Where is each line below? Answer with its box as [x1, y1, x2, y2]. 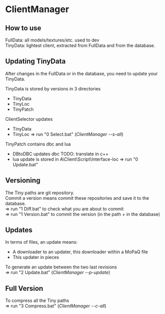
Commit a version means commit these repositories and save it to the [5, 195, 149, 201]
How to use [5, 24, 41, 32]
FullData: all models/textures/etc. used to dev [5, 37, 99, 43]
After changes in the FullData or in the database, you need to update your [5, 70, 158, 76]
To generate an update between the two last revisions [5, 264, 117, 270]
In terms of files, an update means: [5, 239, 78, 245]
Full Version [5, 284, 43, 293]
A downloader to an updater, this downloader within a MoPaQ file [12, 249, 148, 255]
